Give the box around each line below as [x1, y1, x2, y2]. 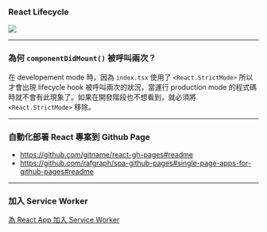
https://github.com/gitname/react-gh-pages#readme [19, 149, 193, 159]
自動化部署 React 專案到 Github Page [8, 131, 151, 142]
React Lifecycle [8, 6, 69, 17]
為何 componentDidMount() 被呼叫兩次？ [8, 52, 157, 64]
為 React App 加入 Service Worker [8, 215, 120, 225]
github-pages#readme [19, 166, 94, 176]
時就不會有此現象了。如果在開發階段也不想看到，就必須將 [8, 92, 196, 102]
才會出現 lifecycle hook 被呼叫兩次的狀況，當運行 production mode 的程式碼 [8, 82, 257, 91]
